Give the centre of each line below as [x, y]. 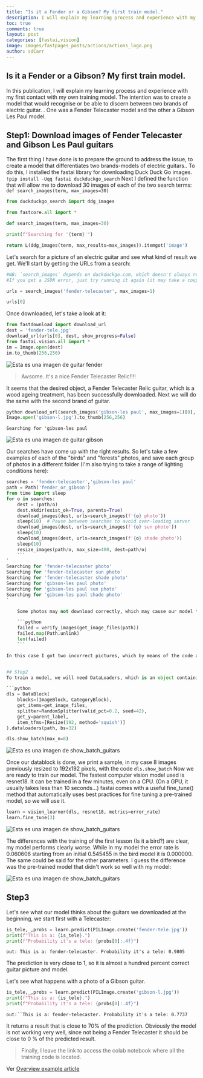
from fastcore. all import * [42, 213]
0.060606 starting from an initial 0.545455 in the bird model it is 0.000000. [100, 854]
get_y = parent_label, [43, 717]
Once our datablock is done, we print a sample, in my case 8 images [92, 762]
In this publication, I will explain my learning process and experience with [97, 90]
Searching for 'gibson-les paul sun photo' [62, 589]
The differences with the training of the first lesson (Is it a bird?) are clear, [98, 841]
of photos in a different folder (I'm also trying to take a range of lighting [95, 464]
